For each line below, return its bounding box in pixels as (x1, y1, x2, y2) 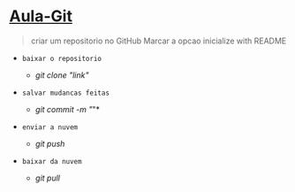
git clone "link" (34, 69, 89, 81)
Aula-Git (9, 6, 73, 27)
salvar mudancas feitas (21, 88, 110, 97)
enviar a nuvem (21, 122, 79, 132)
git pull (34, 173, 60, 183)
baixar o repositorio (21, 54, 102, 63)
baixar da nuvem (21, 157, 82, 165)
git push (34, 138, 65, 149)
